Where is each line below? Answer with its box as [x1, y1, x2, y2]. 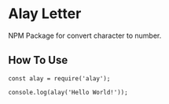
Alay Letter [8, 5, 82, 23]
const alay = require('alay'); [8, 74, 111, 83]
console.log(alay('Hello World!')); [8, 88, 128, 96]
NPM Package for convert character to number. [8, 31, 162, 40]
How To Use [8, 54, 68, 67]
